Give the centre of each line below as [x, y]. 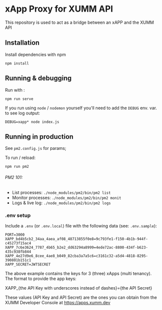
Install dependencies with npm [36, 54]
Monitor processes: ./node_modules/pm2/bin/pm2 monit [67, 197]
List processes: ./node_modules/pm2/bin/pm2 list [61, 192]
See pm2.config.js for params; [36, 148]
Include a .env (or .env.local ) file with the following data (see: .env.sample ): [81, 226]
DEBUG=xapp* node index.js [32, 122]
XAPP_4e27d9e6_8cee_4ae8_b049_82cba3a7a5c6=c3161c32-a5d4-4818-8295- [77, 256]
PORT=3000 [15, 235]
